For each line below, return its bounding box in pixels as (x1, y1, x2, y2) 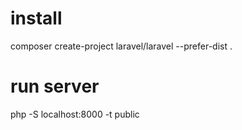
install (10, 7, 63, 30)
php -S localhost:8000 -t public (10, 108, 140, 120)
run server (10, 75, 100, 98)
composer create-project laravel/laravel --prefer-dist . (10, 40, 233, 52)
